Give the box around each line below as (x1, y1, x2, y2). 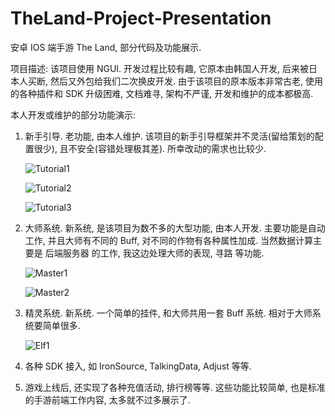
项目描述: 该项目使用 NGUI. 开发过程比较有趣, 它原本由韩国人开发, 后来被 (10, 62, 309, 74)
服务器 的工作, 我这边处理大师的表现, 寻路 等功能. (62, 247, 265, 259)
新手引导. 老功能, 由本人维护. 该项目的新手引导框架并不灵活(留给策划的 (24, 130, 315, 142)
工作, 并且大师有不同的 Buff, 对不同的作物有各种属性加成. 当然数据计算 (24, 234, 314, 246)
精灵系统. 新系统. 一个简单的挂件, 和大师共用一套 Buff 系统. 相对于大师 (24, 307, 313, 319)
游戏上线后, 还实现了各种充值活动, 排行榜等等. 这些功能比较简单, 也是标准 (24, 381, 326, 393)
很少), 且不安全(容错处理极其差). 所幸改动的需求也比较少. (33, 142, 267, 154)
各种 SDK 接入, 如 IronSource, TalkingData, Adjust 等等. (24, 360, 252, 372)
